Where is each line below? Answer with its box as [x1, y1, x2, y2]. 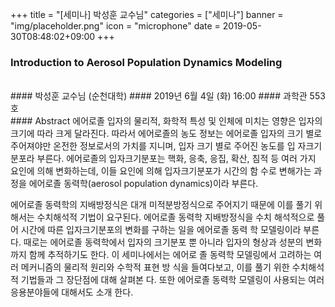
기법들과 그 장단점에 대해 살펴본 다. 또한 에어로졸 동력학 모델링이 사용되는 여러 [20, 274, 325, 286]
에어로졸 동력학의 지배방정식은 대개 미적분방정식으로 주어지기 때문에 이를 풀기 [10, 199, 313, 211]
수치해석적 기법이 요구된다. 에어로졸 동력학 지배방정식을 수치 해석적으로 [36, 211, 315, 223]
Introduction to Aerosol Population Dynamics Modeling [10, 55, 283, 69]
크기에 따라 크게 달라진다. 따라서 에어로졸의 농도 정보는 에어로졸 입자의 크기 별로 [10, 128, 323, 140]
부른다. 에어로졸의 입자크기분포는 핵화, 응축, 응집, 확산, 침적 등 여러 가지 [36, 153, 317, 165]
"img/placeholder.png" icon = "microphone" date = [10, 20, 221, 32]
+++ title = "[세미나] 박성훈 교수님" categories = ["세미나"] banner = [10, 9, 284, 20]
